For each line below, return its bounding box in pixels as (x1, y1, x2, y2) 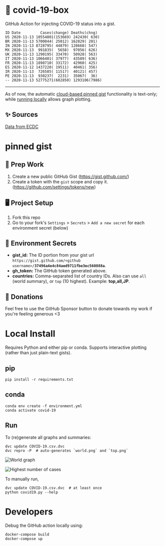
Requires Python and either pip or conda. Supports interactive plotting (5, 344, 147, 350)
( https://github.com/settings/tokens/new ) (12, 184, 96, 190)
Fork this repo (12, 214, 41, 220)
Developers (5, 506, 53, 517)
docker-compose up (5, 536, 43, 541)
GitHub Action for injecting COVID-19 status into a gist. (5, 21, 116, 27)
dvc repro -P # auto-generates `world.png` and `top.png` (5, 448, 129, 453)
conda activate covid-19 (5, 408, 56, 413)
